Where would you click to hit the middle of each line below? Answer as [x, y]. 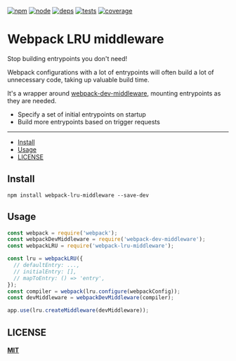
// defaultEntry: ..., [47, 265]
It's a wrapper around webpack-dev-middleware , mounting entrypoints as [114, 93]
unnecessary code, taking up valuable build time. [78, 79]
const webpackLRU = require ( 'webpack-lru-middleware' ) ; [91, 246]
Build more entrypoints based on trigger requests [88, 122]
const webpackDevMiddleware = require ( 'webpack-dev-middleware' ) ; [106, 239]
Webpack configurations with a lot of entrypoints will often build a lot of [111, 72]
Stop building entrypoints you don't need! [67, 58]
